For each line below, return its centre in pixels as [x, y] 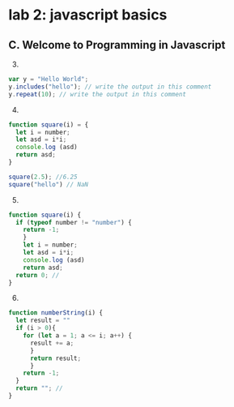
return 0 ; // [38, 275]
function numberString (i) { [56, 313]
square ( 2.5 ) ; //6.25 [43, 177]
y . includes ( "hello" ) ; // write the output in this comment [110, 87]
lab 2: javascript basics [88, 15]
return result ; [55, 358]
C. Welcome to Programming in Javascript [117, 45]
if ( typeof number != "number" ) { [74, 222]
